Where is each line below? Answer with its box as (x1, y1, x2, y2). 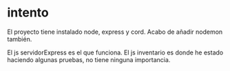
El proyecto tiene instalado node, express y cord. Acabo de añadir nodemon (7, 28, 223, 36)
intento (7, 5, 50, 21)
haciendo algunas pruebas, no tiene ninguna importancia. (7, 55, 171, 63)
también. (7, 34, 32, 43)
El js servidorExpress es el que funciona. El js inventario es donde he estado (7, 48, 224, 57)
